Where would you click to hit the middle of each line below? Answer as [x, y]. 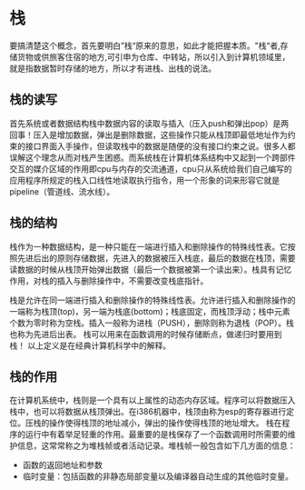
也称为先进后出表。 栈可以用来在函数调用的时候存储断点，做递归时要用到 [146, 334]
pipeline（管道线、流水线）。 [62, 191]
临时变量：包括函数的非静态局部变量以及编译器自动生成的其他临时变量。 [157, 476]
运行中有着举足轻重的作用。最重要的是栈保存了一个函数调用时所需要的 [156, 435]
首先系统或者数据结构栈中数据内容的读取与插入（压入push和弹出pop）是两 [149, 123]
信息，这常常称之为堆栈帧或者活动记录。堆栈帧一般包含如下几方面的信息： [156, 445]
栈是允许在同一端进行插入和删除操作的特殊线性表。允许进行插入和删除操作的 [152, 300]
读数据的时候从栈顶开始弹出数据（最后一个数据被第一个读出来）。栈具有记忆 [151, 269]
